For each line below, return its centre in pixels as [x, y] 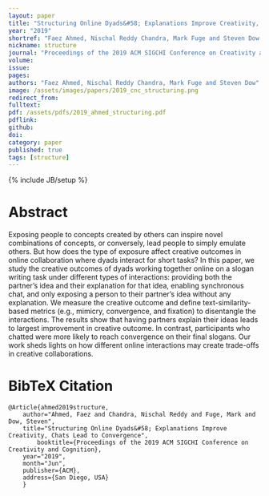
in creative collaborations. [51, 354]
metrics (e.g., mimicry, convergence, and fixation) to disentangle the [143, 311]
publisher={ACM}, [52, 471]
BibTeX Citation [61, 386]
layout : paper [32, 16]
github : [21, 127]
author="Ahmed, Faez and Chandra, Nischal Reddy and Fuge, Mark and [139, 415]
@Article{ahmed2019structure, [59, 408]
